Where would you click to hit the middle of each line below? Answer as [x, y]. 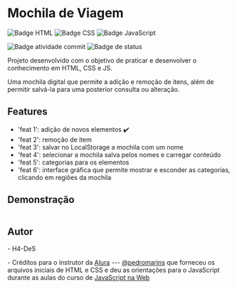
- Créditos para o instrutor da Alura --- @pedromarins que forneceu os [111, 263]
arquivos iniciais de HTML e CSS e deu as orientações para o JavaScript [114, 270]
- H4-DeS [22, 249]
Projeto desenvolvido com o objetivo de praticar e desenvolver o [102, 60]
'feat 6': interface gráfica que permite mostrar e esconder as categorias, [124, 169]
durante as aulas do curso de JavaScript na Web [79, 278]
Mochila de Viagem [65, 13]
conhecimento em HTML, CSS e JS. [60, 68]
